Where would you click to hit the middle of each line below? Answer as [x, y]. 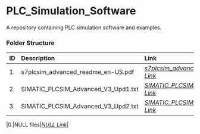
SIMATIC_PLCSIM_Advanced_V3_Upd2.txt [80, 107]
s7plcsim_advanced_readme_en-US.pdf [78, 72]
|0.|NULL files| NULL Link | [37, 125]
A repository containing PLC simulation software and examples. [84, 27]
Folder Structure [30, 43]
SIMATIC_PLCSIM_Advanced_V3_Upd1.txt [80, 89]
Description [38, 58]
